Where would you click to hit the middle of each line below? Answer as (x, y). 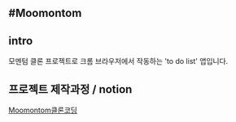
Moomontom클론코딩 (43, 110)
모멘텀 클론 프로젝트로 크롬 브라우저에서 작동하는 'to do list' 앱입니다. (118, 61)
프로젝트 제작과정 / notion (70, 89)
